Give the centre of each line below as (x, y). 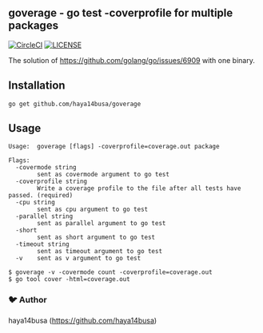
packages (33, 26)
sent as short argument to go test (96, 238)
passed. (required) (41, 196)
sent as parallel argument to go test (102, 224)
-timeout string (42, 244)
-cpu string (36, 203)
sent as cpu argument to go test (93, 210)
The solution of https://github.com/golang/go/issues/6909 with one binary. (132, 60)
